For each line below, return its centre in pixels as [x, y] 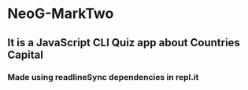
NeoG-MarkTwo [61, 14]
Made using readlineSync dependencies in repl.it [103, 77]
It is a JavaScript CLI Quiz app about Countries [124, 43]
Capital [26, 54]
